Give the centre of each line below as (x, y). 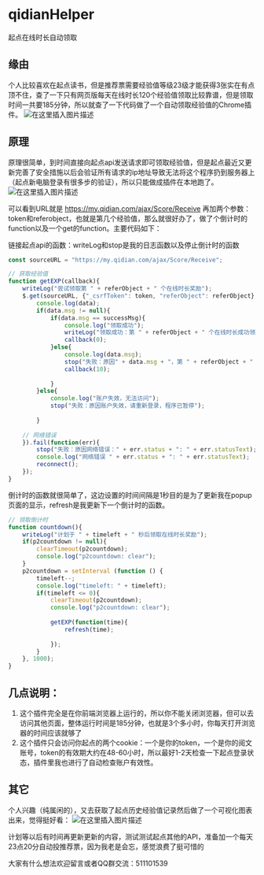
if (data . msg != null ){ (73, 310)
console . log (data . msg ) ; (103, 355)
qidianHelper (51, 15)
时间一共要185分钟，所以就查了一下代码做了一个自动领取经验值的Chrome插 (130, 105)
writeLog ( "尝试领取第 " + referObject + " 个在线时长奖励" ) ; (117, 289)
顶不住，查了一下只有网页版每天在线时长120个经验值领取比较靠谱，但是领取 (131, 95)
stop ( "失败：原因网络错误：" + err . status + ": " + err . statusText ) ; (147, 450)
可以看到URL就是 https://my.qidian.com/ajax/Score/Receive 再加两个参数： (130, 208)
